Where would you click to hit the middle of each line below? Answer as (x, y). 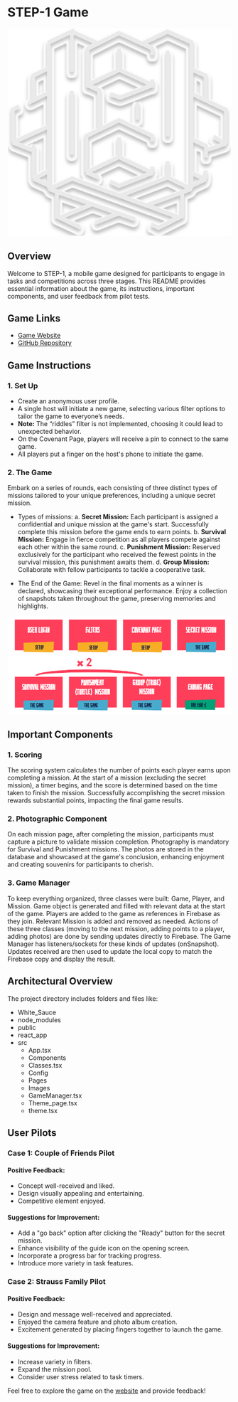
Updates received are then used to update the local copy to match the (110, 951)
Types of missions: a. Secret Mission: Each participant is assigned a (118, 517)
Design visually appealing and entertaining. (81, 1194)
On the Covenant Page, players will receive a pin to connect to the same (123, 439)
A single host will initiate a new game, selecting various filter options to (121, 409)
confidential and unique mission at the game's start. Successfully (113, 524)
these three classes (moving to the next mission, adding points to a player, (116, 928)
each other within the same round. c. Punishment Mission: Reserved (119, 547)
